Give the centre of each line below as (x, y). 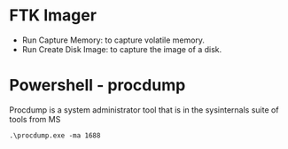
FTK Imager (53, 16)
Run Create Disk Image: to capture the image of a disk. (122, 49)
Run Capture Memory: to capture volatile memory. (113, 40)
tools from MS (35, 119)
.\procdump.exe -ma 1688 (55, 135)
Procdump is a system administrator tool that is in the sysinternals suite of (144, 110)
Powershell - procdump (97, 86)
